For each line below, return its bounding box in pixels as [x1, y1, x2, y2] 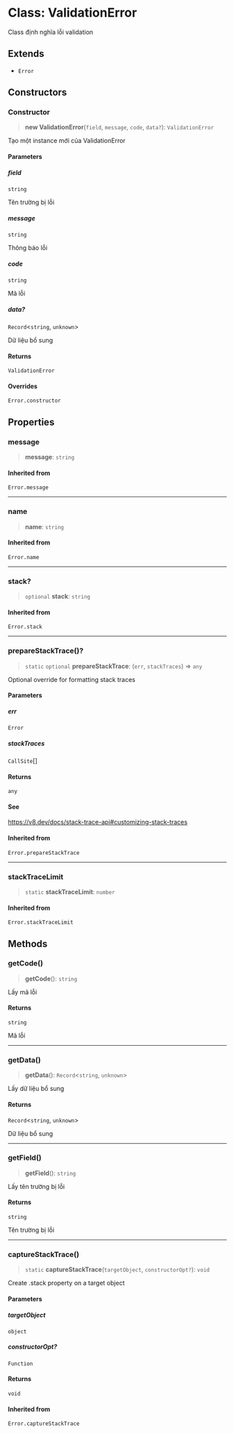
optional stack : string [24, 592, 91, 600]
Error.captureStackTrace [8, 1420, 80, 1428]
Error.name [8, 553, 40, 560]
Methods [8, 937, 48, 949]
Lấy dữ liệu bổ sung [8, 1085, 65, 1093]
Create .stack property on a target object [8, 1279, 125, 1287]
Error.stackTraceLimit [8, 919, 74, 926]
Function [8, 1360, 33, 1367]
